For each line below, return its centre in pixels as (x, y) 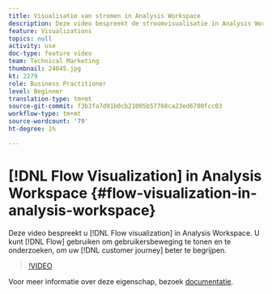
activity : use (32, 46)
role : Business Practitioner (57, 83)
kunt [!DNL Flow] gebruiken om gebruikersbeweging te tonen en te (120, 241)
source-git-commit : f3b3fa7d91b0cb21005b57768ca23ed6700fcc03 (115, 106)
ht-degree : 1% (32, 129)
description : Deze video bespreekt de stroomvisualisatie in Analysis (130, 23)
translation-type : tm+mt (50, 99)
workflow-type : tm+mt (45, 114)
